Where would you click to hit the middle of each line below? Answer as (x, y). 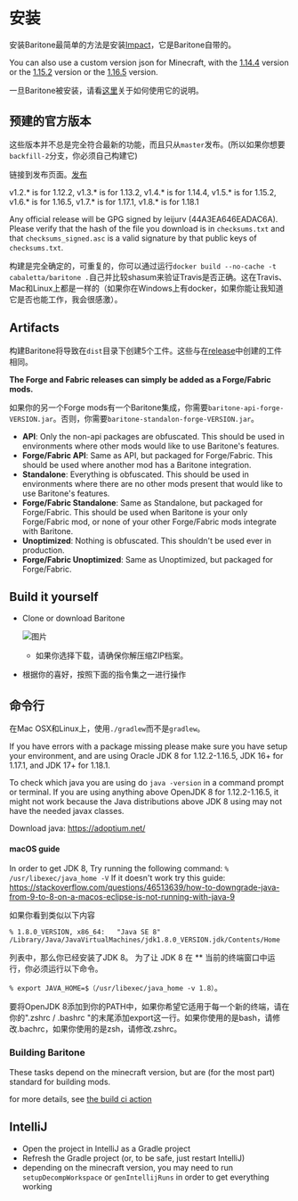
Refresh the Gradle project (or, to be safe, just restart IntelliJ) (133, 1158)
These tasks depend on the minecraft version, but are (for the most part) (142, 1072)
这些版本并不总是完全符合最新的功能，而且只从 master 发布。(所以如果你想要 (148, 144)
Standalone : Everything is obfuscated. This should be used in (135, 474)
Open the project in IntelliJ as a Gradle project (106, 1148)
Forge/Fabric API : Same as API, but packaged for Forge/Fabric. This (147, 455)
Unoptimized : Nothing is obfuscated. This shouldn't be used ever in (147, 540)
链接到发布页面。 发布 (48, 174)
